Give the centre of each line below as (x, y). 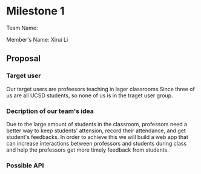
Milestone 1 (35, 11)
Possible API (25, 166)
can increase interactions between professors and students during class (97, 143)
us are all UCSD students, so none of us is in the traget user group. (90, 95)
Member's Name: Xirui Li (37, 39)
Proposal (24, 59)
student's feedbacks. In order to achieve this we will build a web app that (97, 137)
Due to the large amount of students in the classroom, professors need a (97, 124)
